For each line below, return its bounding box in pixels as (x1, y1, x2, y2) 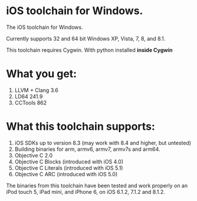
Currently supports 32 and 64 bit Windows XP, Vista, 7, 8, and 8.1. (6, 35, 166, 42)
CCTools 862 (14, 99, 47, 106)
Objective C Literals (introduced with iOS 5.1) (14, 164, 123, 172)
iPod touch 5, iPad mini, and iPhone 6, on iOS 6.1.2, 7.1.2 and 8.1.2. (6, 188, 165, 195)
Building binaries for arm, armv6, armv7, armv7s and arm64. (14, 146, 160, 153)
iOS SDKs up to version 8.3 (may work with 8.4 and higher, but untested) (14, 139, 192, 146)
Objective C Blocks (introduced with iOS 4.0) (14, 158, 124, 165)
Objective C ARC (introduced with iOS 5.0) (14, 170, 118, 177)
